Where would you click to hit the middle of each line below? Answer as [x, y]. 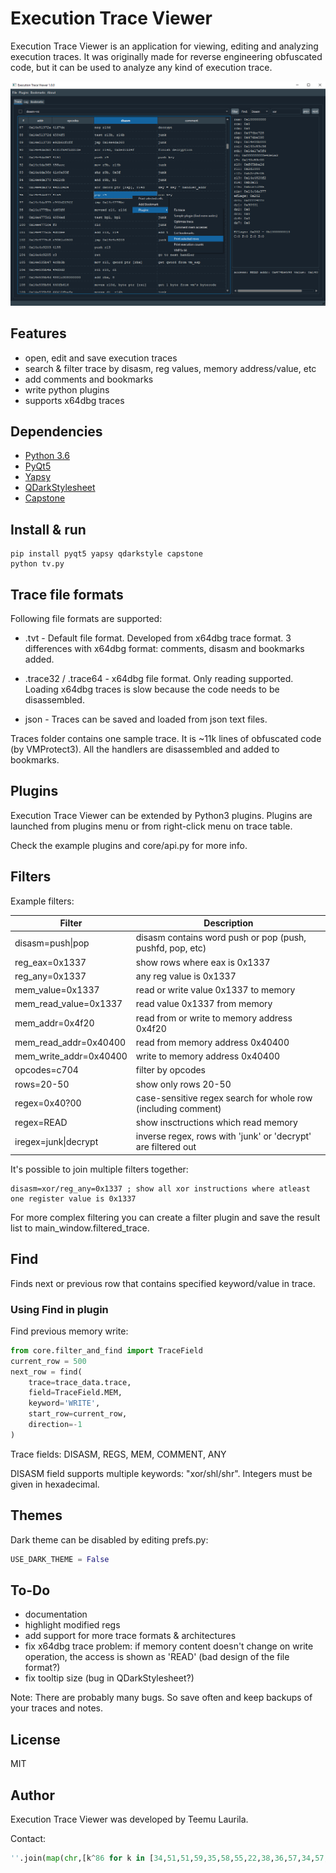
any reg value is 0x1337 [186, 976]
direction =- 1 [55, 1425]
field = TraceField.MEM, [75, 1393]
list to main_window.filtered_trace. [80, 1228]
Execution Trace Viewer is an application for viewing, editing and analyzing [164, 46]
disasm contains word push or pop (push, [221, 938]
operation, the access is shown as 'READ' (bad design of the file [157, 1657]
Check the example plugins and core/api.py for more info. [129, 845]
